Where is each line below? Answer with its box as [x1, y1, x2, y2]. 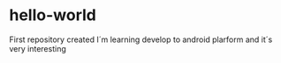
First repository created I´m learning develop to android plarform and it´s [9, 34, 273, 45]
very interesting [9, 43, 66, 53]
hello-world [9, 5, 97, 25]
